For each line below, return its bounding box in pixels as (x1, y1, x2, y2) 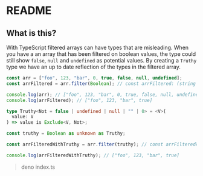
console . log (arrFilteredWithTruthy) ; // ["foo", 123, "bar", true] (6, 152, 180, 158)
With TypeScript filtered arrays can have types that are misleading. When (6, 44, 189, 51)
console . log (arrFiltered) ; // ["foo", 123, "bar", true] (6, 97, 153, 103)
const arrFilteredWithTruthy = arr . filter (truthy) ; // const (6, 141, 164, 147)
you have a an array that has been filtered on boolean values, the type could (6, 50, 196, 58)
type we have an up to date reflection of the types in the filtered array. (6, 63, 181, 70)
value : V (11, 113, 34, 120)
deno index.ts (21, 163, 56, 171)
